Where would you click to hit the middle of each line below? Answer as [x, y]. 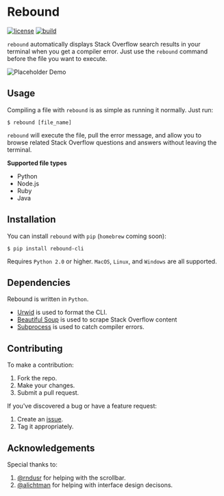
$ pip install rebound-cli [46, 248]
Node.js [28, 183]
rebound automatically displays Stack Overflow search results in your [104, 44]
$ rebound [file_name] [39, 122]
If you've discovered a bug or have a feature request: [82, 406]
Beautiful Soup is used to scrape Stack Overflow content [97, 319]
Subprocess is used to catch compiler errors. [81, 327]
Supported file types [37, 163]
